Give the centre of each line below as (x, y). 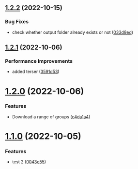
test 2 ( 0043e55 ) (29, 162)
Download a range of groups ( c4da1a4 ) (51, 117)
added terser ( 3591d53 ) (36, 71)
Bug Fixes (17, 22)
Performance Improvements (39, 61)
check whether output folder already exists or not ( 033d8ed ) (73, 32)
